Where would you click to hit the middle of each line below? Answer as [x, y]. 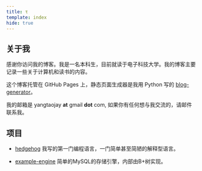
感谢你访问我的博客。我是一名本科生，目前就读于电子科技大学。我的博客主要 [101, 64]
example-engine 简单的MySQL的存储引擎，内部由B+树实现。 [90, 161]
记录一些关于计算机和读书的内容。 [48, 72]
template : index [26, 17]
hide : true [20, 23]
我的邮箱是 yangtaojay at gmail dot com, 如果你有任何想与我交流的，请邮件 [99, 105]
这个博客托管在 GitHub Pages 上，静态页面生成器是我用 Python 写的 [90, 85]
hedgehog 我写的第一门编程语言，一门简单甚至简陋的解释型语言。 [97, 148]
